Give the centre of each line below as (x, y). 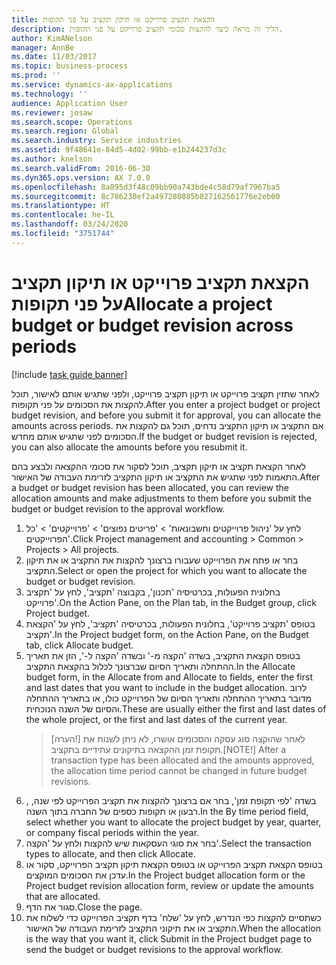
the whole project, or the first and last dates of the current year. (156, 719)
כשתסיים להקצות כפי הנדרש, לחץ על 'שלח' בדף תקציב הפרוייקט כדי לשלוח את (173, 917)
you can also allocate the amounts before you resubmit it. (129, 447)
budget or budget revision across (152, 325)
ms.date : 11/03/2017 (54, 57)
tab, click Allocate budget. (79, 645)
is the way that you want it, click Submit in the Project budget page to (169, 938)
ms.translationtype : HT (61, 206)
